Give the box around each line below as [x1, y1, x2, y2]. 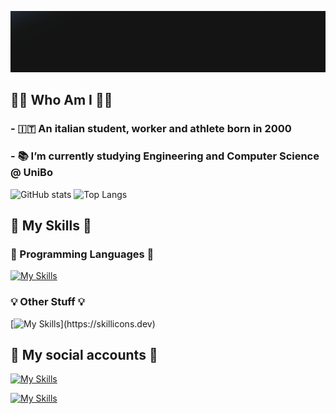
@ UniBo [10, 166, 53, 180]
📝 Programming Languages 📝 [10, 247, 155, 261]
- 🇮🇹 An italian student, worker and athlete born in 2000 [10, 122, 292, 136]
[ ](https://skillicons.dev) [10, 317, 156, 330]
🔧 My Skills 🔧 [10, 217, 92, 234]
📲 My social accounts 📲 [10, 346, 158, 363]
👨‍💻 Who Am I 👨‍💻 [10, 92, 113, 109]
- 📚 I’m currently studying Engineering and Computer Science [10, 149, 320, 163]
